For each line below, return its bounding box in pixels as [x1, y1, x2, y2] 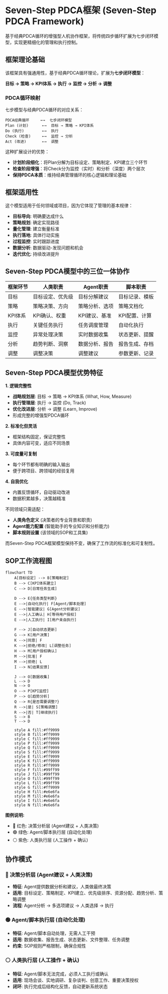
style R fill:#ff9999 [14, 763, 59, 768]
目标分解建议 [78, 293, 109, 300]
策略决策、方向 [33, 302, 69, 309]
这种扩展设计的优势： [5, 149, 49, 155]
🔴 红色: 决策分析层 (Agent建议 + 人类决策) [12, 823, 99, 829]
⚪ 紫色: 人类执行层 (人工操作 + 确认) [12, 837, 88, 843]
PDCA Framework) [5, 16, 85, 27]
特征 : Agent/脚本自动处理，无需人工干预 [12, 930, 96, 937]
